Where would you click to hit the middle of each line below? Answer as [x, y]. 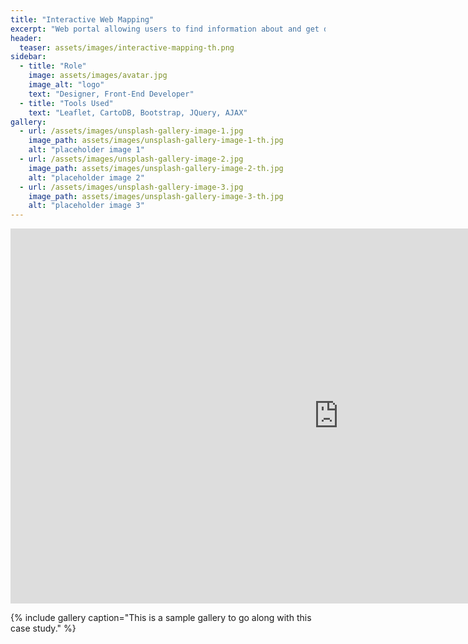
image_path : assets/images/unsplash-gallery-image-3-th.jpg [156, 196]
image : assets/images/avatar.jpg [98, 76]
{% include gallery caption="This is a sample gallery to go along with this [161, 618]
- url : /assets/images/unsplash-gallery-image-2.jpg [131, 159]
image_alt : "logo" [66, 85]
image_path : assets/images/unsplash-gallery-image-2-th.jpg [156, 168]
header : [26, 38]
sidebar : [28, 57]
